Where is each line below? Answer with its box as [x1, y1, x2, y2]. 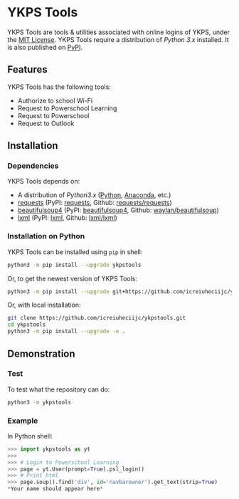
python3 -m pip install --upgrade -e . [7, 328, 126, 335]
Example [7, 416, 38, 426]
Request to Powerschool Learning [17, 104, 117, 112]
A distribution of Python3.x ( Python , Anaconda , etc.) [17, 191, 171, 199]
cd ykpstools [7, 321, 46, 328]
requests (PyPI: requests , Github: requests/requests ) [17, 199, 172, 207]
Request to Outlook [17, 119, 75, 127]
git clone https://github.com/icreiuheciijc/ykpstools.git [7, 315, 186, 322]
